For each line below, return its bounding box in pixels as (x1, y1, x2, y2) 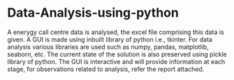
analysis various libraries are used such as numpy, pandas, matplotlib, (7, 42, 210, 51)
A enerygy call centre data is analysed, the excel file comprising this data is (7, 28, 225, 36)
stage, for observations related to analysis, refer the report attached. (7, 65, 205, 73)
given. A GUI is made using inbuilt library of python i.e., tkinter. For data (7, 35, 213, 43)
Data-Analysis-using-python (7, 5, 180, 21)
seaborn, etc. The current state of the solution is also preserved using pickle (7, 50, 227, 58)
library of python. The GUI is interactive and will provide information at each (7, 57, 226, 65)
